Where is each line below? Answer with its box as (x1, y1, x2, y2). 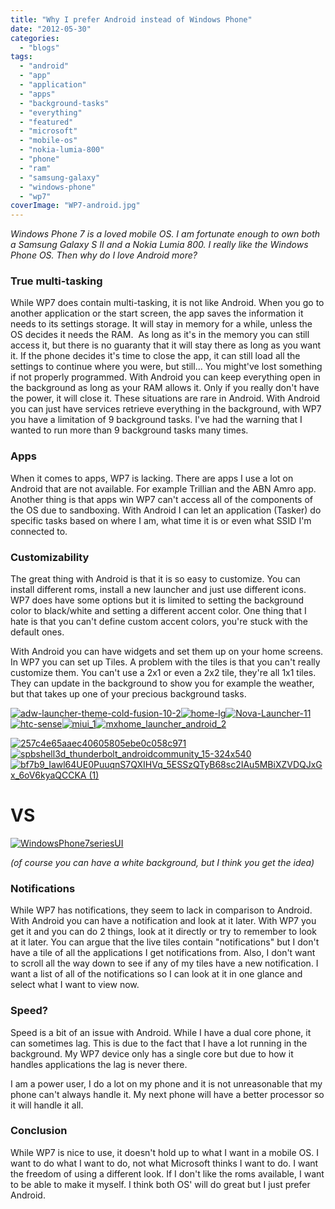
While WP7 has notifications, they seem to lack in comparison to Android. (10, 904, 313, 916)
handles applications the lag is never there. (10, 1058, 188, 1070)
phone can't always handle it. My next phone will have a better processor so (10, 1088, 325, 1100)
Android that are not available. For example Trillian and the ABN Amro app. (10, 482, 317, 495)
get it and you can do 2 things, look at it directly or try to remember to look (10, 926, 317, 938)
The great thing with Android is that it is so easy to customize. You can (10, 573, 301, 585)
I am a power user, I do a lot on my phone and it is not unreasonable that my (10, 1077, 323, 1090)
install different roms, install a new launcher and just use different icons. (10, 584, 307, 596)
